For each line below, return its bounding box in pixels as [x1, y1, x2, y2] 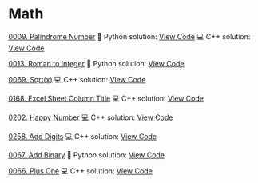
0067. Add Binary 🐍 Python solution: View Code [8, 149, 165, 160]
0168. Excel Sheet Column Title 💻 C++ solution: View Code [8, 93, 204, 103]
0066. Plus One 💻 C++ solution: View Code [8, 165, 153, 176]
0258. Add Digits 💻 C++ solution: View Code [8, 131, 157, 141]
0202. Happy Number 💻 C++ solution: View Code [8, 113, 173, 122]
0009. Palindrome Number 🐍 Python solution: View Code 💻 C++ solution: [8, 31, 251, 41]
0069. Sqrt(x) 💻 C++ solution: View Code [8, 74, 146, 84]
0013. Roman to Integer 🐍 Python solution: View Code [8, 58, 185, 68]
